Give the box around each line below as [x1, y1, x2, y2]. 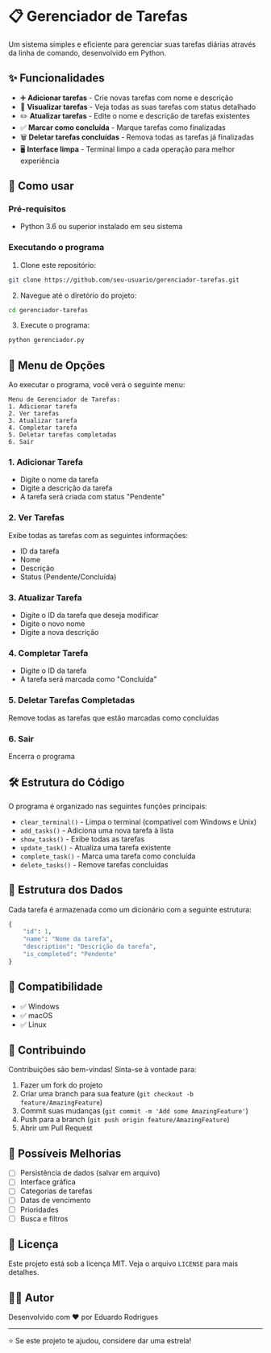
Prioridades [19, 1205, 59, 1214]
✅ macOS [19, 1010, 53, 1020]
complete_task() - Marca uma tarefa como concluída [19, 851, 196, 861]
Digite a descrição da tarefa [19, 483, 113, 493]
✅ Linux [19, 1019, 47, 1029]
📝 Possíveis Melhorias [8, 1146, 122, 1160]
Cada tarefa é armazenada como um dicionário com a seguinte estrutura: [8, 904, 252, 914]
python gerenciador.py [8, 336, 85, 345]
